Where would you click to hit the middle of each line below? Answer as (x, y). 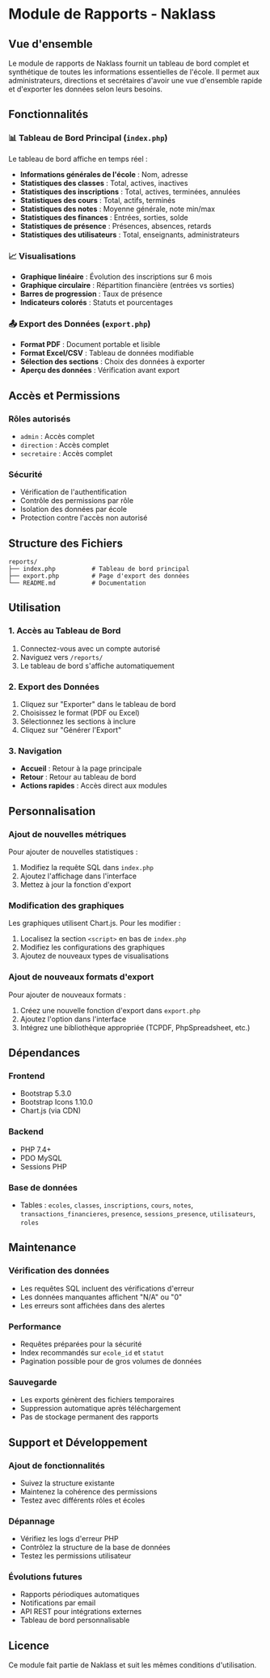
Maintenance (42, 1247)
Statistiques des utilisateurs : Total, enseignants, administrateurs (130, 235)
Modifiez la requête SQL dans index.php (86, 868)
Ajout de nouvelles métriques (67, 834)
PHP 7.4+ (36, 1149)
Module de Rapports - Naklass (112, 14)
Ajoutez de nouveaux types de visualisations (95, 956)
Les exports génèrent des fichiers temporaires (97, 1400)
